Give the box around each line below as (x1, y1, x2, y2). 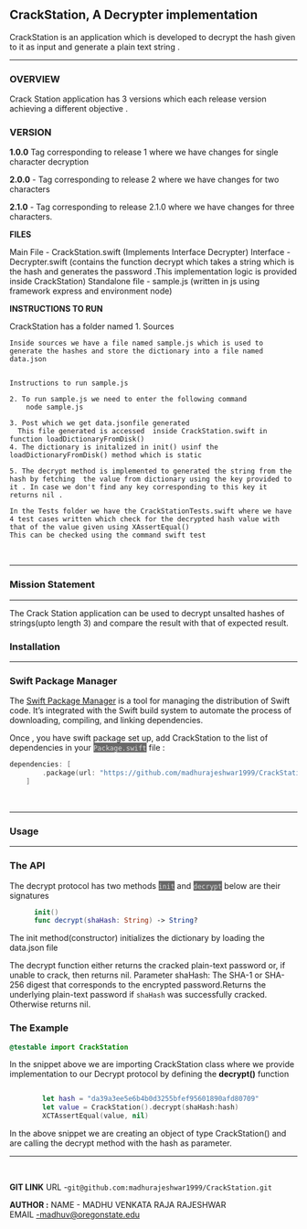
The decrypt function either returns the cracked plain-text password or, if (9, 960, 286, 971)
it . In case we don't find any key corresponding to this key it (9, 483, 268, 492)
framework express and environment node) (9, 285, 173, 296)
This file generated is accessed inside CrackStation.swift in (17, 427, 268, 436)
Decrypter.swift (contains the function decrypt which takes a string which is (9, 256, 295, 268)
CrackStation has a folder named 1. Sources (9, 321, 175, 332)
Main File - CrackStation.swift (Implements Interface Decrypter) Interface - (9, 247, 291, 258)
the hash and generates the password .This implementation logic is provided (9, 266, 297, 277)
